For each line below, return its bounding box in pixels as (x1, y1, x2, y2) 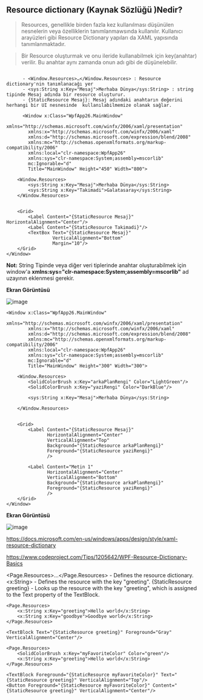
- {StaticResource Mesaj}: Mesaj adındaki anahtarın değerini (22, 97, 183, 103)
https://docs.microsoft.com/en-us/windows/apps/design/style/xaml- (6, 535, 178, 542)
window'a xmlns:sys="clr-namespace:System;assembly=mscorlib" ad (6, 268, 189, 275)
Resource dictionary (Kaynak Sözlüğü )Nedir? (6, 5, 183, 15)
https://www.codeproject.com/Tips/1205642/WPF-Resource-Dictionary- (6, 553, 188, 560)
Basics (6, 560, 23, 567)
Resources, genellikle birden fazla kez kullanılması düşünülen (21, 21, 174, 28)
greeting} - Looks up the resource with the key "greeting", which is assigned (6, 584, 197, 591)
